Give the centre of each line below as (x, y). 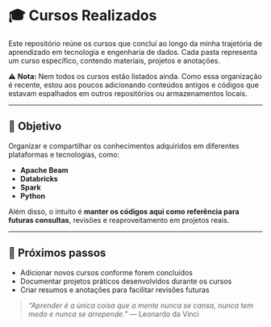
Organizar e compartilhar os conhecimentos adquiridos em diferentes (124, 145)
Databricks (39, 178)
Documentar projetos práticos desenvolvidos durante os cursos (126, 281)
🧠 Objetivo (35, 126)
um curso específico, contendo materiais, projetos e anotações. (114, 61)
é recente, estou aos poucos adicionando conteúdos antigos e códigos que (134, 85)
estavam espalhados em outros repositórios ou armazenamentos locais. (128, 93)
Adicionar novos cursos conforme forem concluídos (106, 272)
